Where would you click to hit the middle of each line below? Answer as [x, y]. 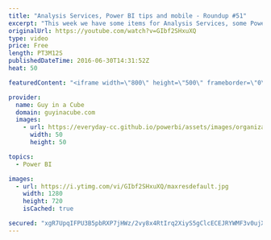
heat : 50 [23, 68]
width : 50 [46, 135]
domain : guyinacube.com [55, 112]
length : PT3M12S [35, 53]
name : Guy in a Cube [50, 105]
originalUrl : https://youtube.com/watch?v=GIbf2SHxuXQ [102, 31]
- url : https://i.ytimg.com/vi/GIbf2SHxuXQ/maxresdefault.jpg [122, 186]
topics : [21, 157]
